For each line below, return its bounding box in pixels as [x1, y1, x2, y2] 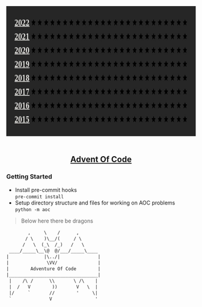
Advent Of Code [70, 154, 132, 165]
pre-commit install [14, 194, 64, 200]
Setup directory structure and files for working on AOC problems [14, 199, 176, 206]
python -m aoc [14, 206, 50, 212]
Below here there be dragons [20, 217, 93, 224]
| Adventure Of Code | [6, 265, 101, 272]
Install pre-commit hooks [14, 186, 77, 194]
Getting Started [6, 172, 52, 181]
